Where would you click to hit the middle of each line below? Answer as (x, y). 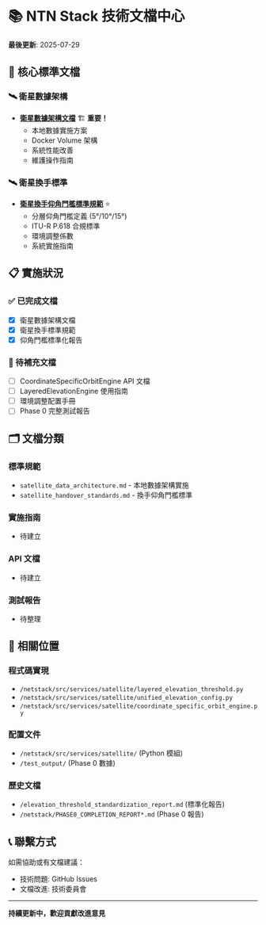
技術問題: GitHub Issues (58, 879)
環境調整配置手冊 (47, 401)
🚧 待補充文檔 (32, 362)
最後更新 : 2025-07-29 (44, 44)
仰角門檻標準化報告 (51, 340)
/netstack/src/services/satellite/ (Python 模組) (101, 753)
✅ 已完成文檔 (33, 301)
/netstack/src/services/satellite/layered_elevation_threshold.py (131, 689)
